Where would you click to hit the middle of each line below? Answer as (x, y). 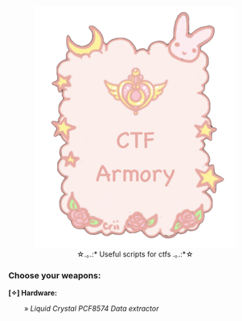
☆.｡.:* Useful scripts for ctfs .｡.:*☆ (135, 254)
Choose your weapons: (55, 275)
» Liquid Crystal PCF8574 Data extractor (91, 309)
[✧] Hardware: (33, 293)
